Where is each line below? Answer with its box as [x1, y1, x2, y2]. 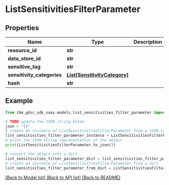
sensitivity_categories [8, 71, 62, 78]
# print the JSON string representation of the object [5, 138, 123, 143]
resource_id [8, 47, 37, 54]
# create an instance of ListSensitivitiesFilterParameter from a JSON [5, 128, 158, 134]
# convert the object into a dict [5, 151, 78, 156]
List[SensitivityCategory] [66, 71, 129, 78]
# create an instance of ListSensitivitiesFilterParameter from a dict [5, 161, 158, 166]
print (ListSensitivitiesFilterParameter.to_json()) [5, 142, 116, 148]
